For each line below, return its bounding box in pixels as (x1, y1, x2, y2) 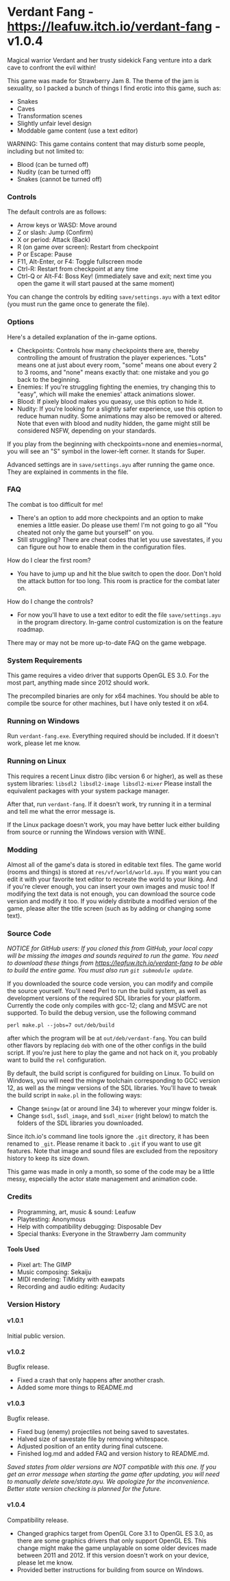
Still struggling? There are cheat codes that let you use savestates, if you (16, 535, 222, 543)
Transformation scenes (16, 111, 83, 120)
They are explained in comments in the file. (7, 468, 129, 476)
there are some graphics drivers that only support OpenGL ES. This (16, 1536, 207, 1545)
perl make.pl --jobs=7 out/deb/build (7, 1022, 115, 1029)
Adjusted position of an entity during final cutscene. (16, 1442, 164, 1451)
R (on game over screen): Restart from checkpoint (16, 243, 159, 251)
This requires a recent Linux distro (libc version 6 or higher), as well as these (7, 772, 223, 780)
